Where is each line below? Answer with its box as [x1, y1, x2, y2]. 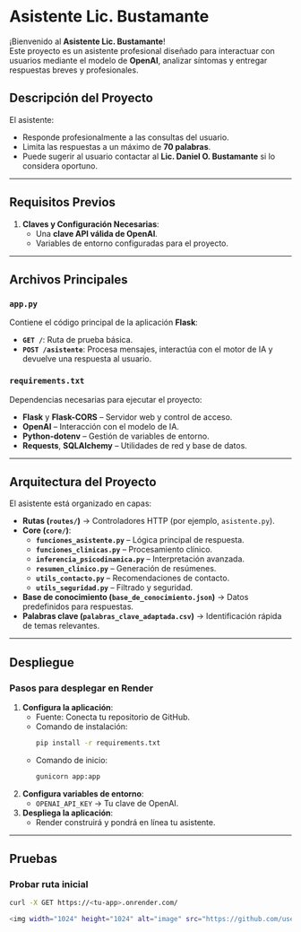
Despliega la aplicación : [21, 807, 114, 818]
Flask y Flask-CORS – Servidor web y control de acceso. [21, 411, 233, 422]
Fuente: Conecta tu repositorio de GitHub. [35, 711, 191, 723]
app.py [9, 299, 39, 309]
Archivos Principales [9, 272, 128, 287]
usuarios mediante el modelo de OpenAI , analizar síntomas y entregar [9, 55, 268, 65]
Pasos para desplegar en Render [9, 682, 154, 694]
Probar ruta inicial [9, 878, 89, 891]
